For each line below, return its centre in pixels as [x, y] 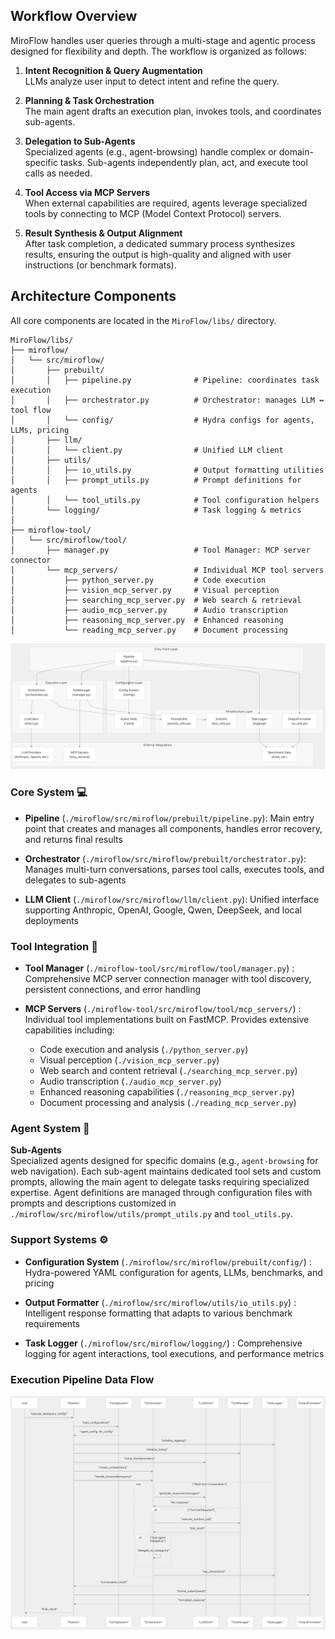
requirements [52, 1323]
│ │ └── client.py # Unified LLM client [147, 450]
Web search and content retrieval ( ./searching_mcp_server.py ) [168, 1071]
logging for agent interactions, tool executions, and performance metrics [174, 1353]
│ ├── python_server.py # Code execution [138, 580]
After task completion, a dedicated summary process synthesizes [160, 243]
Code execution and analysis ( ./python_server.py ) [144, 1050]
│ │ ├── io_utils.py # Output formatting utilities [167, 470]
